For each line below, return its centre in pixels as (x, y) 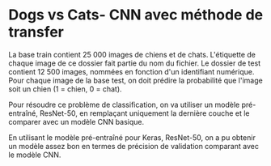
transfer (36, 32)
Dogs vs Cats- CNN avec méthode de (136, 15)
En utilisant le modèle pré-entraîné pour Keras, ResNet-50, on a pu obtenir (132, 137)
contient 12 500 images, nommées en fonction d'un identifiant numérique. (131, 71)
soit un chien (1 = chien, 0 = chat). (66, 89)
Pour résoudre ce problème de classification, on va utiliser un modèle (124, 104)
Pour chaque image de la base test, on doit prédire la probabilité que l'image (135, 80)
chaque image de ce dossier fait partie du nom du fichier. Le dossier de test (135, 63)
